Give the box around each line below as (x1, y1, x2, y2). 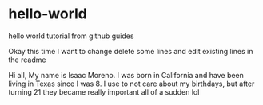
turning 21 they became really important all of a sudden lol (8, 87, 200, 96)
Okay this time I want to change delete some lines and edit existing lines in (8, 46, 253, 56)
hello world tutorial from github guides (8, 31, 134, 41)
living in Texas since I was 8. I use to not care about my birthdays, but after (8, 79, 255, 88)
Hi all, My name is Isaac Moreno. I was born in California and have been (8, 70, 244, 80)
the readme (8, 55, 46, 64)
